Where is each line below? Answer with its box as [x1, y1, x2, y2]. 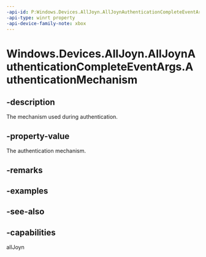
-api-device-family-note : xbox [6, 20, 86, 26]
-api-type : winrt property [6, 15, 75, 21]
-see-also [6, 206, 45, 217]
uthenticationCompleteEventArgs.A [6, 59, 194, 73]
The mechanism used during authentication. [6, 113, 118, 121]
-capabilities [6, 227, 56, 237]
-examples [6, 185, 48, 196]
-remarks [6, 165, 43, 175]
